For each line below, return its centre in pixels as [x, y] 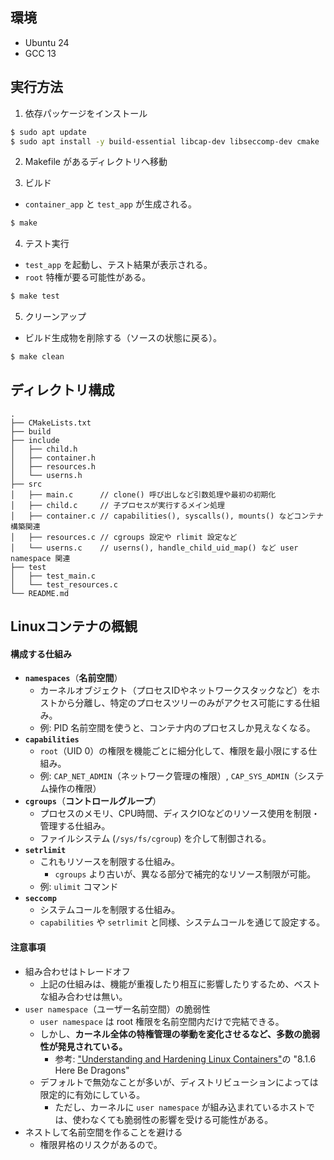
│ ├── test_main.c [53, 576]
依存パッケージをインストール [86, 113]
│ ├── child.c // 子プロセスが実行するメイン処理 [118, 505]
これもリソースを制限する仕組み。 [109, 862]
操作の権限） [75, 789]
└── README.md [40, 593]
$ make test [35, 296]
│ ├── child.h [44, 449]
